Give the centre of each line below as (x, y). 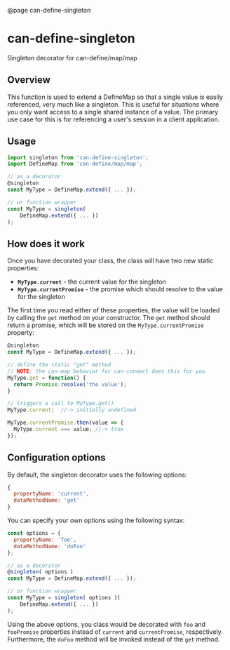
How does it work (46, 244)
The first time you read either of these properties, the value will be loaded (114, 310)
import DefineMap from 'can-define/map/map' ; (75, 164)
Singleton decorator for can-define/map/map (73, 58)
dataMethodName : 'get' (47, 500)
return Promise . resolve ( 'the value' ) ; (70, 384)
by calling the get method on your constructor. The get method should (109, 318)
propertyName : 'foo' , (45, 540)
